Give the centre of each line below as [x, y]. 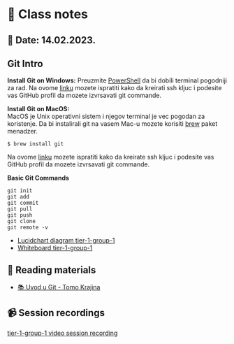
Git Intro [25, 63]
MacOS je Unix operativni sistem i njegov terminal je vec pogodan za [106, 116]
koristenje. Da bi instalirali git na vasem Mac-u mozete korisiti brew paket [112, 124]
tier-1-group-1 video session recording [63, 333]
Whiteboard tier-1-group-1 [55, 248]
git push [20, 215]
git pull [20, 209]
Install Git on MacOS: [38, 109]
